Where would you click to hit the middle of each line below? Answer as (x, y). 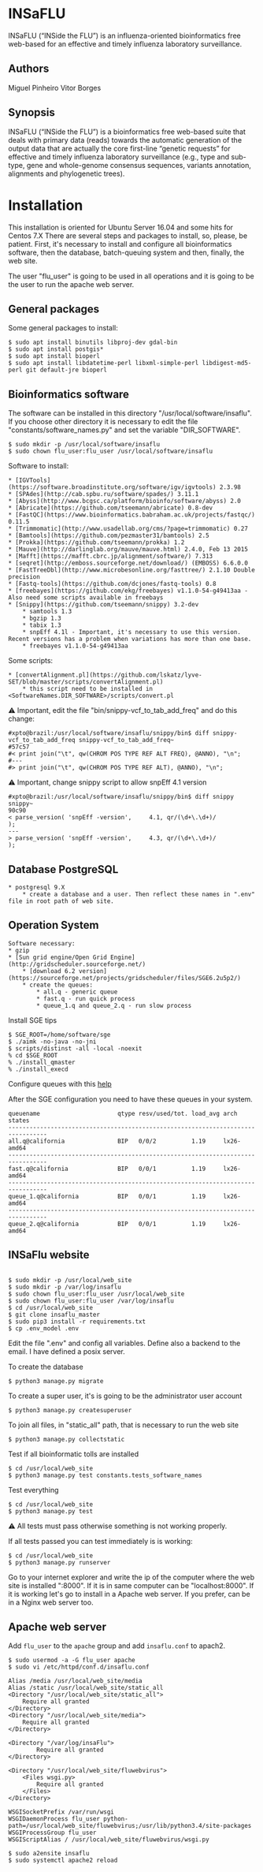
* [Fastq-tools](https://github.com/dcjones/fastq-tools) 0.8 (112, 584)
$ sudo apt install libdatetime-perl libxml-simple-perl (104, 364)
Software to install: (39, 466)
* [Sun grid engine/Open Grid (58, 957)
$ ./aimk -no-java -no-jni (52, 1042)
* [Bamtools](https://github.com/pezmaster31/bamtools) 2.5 (109, 536)
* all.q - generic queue (77, 992)
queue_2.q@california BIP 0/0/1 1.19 (107, 1224)
